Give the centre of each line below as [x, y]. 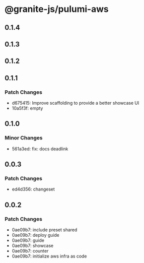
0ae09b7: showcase [33, 246]
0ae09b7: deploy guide [36, 235]
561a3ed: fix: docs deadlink [40, 149]
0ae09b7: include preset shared [44, 230]
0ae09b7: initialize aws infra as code [49, 256]
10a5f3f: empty [27, 108]
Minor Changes [24, 138]
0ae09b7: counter [30, 251]
